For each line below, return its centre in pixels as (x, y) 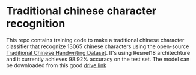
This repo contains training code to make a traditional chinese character (95, 40)
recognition (36, 24)
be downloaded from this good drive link (57, 65)
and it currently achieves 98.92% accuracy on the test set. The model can (98, 59)
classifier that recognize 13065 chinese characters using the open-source (98, 46)
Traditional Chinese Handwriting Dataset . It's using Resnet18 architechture (98, 52)
